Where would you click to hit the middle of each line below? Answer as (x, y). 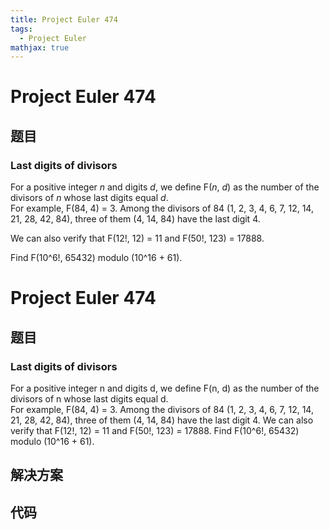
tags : (21, 29)
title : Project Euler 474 (64, 19)
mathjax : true (40, 47)
